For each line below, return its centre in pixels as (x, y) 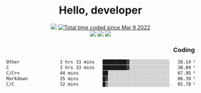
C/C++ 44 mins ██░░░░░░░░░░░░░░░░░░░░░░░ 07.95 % (101, 73)
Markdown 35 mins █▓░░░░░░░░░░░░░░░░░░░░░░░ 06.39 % (101, 78)
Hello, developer (100, 10)
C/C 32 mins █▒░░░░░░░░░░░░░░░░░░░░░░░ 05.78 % (101, 84)
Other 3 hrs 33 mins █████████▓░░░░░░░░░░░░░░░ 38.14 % (101, 62)
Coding (184, 50)
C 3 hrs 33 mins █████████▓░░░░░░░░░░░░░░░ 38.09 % (101, 68)
